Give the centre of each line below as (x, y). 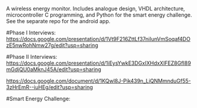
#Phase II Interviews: (32, 57)
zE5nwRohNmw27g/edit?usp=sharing (52, 45)
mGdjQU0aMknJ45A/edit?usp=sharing (54, 69)
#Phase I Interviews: (31, 33)
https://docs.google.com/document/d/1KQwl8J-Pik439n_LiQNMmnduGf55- (99, 81)
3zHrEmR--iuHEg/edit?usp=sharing (50, 87)
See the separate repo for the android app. (58, 21)
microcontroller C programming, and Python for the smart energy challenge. (99, 15)
